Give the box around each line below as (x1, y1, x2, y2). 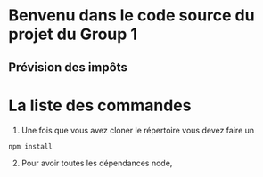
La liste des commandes (8, 95, 192, 116)
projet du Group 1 (8, 24, 138, 44)
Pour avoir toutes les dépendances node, (21, 157, 173, 169)
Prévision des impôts (8, 60, 128, 75)
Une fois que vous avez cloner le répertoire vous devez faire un (21, 125, 255, 135)
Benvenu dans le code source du (8, 5, 255, 26)
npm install (8, 141, 53, 151)
